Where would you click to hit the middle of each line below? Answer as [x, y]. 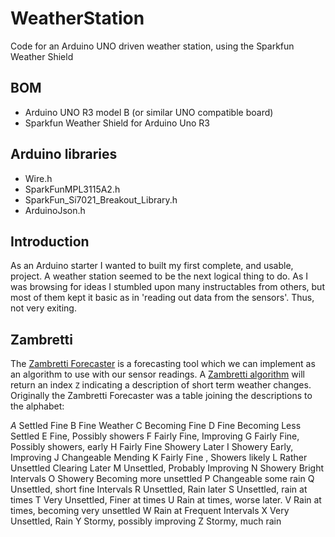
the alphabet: [37, 406]
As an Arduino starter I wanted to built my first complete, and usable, [152, 266]
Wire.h [38, 178]
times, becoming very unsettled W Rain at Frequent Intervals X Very [150, 511]
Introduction [50, 241]
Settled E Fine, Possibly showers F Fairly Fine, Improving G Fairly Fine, [155, 436]
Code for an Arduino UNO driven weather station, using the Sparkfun [152, 46]
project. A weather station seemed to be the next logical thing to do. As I [159, 276]
